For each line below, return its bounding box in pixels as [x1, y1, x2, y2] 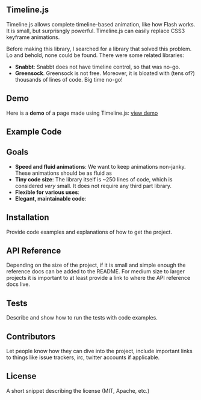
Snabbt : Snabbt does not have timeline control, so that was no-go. [14, 63, 181, 70]
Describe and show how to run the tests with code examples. [6, 314, 158, 321]
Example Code [6, 127, 62, 137]
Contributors [6, 332, 56, 342]
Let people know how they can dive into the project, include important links [6, 348, 193, 355]
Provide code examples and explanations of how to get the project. [6, 228, 173, 235]
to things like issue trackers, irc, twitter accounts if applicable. [6, 354, 160, 361]
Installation [6, 213, 49, 223]
